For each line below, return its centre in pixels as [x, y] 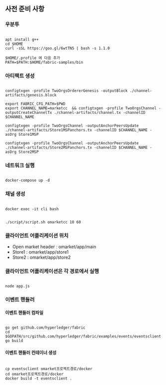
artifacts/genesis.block [31, 95]
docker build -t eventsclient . [39, 379]
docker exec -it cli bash [32, 209]
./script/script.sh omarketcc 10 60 [43, 222]
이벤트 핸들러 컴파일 [24, 312]
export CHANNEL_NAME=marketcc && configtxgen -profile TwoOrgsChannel [81, 108]
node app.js [17, 286]
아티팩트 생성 [20, 75]
